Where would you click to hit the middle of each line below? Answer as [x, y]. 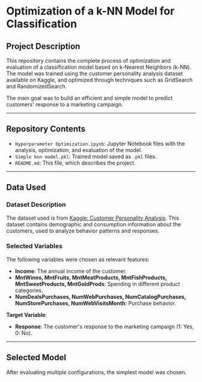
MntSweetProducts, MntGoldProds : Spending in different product [97, 284]
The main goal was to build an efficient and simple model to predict [90, 98]
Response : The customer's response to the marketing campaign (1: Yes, [104, 326]
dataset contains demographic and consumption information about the [94, 224]
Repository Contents [46, 129]
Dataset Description [36, 205]
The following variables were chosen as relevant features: [78, 259]
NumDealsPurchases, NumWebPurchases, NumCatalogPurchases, [100, 296]
